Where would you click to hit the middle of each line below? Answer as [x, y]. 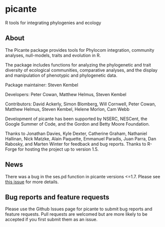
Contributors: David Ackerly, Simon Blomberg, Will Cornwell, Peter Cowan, [81, 104]
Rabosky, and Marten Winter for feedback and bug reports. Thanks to [76, 144]
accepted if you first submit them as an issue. [51, 220]
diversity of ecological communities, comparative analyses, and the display [81, 70]
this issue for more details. [32, 182]
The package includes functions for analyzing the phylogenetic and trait [78, 65]
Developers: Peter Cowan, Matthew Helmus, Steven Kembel [66, 94]
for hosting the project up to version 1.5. [58, 149]
